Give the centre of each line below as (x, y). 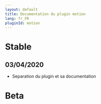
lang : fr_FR (17, 18)
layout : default (21, 9)
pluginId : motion (23, 23)
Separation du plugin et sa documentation (54, 76)
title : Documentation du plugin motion (45, 14)
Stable (18, 47)
